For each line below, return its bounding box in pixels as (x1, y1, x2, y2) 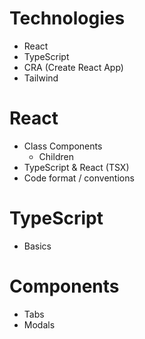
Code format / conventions (23, 172, 135, 184)
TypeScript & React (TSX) (23, 161, 130, 173)
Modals (23, 318, 56, 331)
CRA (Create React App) (23, 61, 124, 73)
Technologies (9, 7, 126, 30)
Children (38, 150, 74, 162)
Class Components (23, 140, 103, 152)
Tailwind (23, 72, 59, 84)
